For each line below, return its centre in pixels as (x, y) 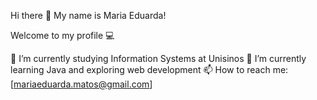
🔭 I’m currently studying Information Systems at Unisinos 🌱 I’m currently (158, 58)
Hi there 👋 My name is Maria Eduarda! (88, 15)
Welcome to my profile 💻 (62, 35)
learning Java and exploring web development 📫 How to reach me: (149, 69)
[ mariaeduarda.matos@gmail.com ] (81, 84)
